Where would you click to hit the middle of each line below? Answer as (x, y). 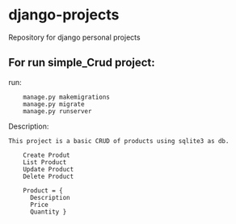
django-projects (64, 15)
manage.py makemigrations (67, 97)
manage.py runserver (57, 111)
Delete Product (48, 176)
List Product (45, 162)
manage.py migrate (54, 104)
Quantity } (48, 212)
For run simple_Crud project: (82, 63)
